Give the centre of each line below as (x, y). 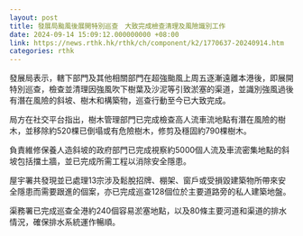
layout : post (34, 18)
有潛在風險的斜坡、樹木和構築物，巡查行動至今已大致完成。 (120, 101)
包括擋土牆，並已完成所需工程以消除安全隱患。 (104, 161)
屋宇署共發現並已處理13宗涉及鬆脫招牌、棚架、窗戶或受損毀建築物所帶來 (144, 180)
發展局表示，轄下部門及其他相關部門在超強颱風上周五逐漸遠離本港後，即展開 (151, 78)
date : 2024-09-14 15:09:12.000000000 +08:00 (94, 34)
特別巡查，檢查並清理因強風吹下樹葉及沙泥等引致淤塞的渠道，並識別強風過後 (151, 89)
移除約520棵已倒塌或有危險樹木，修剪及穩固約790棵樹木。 (142, 131)
